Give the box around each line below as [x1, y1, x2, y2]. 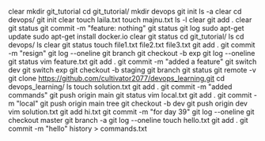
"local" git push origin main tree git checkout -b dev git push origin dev [16, 98, 248, 108]
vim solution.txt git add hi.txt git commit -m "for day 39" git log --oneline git [8, 107, 255, 117]
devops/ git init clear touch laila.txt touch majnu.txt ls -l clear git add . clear [8, 15, 252, 24]
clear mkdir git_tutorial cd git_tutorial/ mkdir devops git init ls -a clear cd [8, 7, 242, 16]
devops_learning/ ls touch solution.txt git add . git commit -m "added [8, 82, 233, 91]
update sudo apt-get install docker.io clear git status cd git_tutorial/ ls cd [8, 32, 244, 41]
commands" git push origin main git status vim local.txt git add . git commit [8, 91, 252, 99]
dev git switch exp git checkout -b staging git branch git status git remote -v [8, 65, 257, 74]
